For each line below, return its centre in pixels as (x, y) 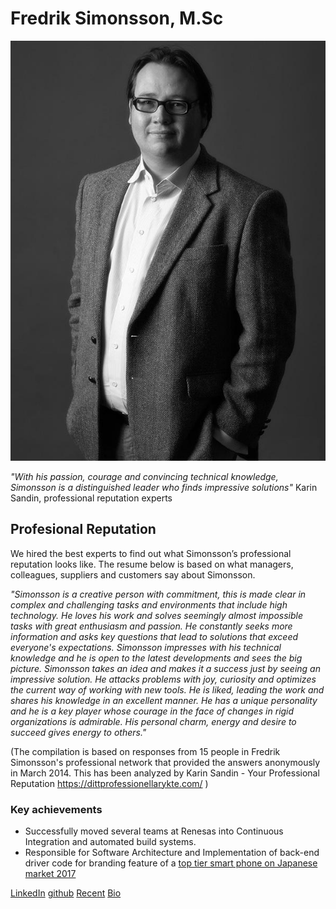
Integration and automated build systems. (110, 842)
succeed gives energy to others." (78, 732)
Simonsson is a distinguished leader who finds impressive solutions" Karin (164, 487)
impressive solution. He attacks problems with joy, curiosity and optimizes (163, 679)
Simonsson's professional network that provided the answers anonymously (165, 762)
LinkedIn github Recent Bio (66, 893)
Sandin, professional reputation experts (91, 498)
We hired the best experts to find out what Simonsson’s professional (151, 553)
